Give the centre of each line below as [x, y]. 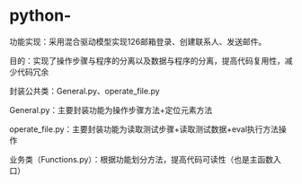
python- [40, 16]
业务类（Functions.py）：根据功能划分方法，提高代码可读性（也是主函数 [142, 159]
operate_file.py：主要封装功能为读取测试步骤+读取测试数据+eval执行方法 [144, 129]
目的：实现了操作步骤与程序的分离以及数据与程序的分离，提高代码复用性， [147, 60]
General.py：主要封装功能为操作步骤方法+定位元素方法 [111, 110]
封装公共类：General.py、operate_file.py [84, 91]
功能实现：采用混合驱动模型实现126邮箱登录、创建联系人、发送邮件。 [138, 41]
